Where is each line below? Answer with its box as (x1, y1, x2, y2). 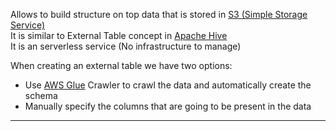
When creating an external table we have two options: (10, 60, 233, 71)
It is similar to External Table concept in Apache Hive (10, 30, 228, 41)
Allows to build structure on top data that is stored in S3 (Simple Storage (10, 9, 308, 20)
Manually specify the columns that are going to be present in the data (24, 100, 312, 112)
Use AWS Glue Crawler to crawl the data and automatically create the (24, 79, 312, 91)
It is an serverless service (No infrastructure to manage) (10, 40, 242, 52)
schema (24, 90, 58, 101)
